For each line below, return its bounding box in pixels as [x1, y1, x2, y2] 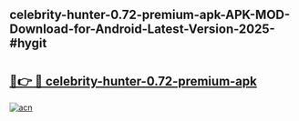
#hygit [9, 35, 47, 51]
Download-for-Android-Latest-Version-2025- [9, 22, 275, 37]
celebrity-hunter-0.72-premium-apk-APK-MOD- [9, 7, 291, 23]
